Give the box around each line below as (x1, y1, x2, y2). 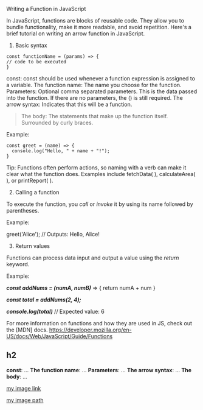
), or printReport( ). (6, 177, 53, 184)
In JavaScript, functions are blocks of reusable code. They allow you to (6, 17, 184, 24)
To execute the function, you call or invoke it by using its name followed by (6, 200, 193, 208)
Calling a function (15, 189, 60, 196)
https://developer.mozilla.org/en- (49, 326, 132, 333)
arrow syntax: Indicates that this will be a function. (6, 101, 132, 108)
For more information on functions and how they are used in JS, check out (6, 320, 193, 327)
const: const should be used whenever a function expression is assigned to (6, 75, 196, 82)
